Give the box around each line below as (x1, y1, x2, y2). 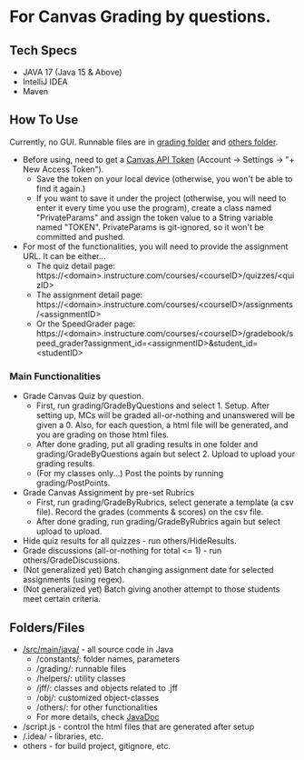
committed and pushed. (35, 231, 125, 242)
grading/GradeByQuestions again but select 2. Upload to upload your (35, 448, 296, 460)
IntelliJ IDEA (22, 76, 68, 87)
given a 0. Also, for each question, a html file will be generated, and (35, 420, 289, 431)
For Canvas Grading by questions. (9, 6, 271, 27)
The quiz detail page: (35, 260, 116, 271)
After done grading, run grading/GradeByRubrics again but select (35, 516, 281, 527)
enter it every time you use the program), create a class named (35, 202, 272, 213)
